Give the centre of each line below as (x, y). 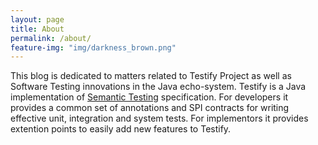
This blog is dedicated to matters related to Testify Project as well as (151, 76)
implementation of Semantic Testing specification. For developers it (149, 97)
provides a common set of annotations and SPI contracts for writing (150, 108)
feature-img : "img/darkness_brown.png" (93, 47)
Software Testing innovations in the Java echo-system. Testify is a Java (158, 87)
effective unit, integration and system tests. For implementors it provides (159, 118)
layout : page (37, 19)
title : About (37, 29)
